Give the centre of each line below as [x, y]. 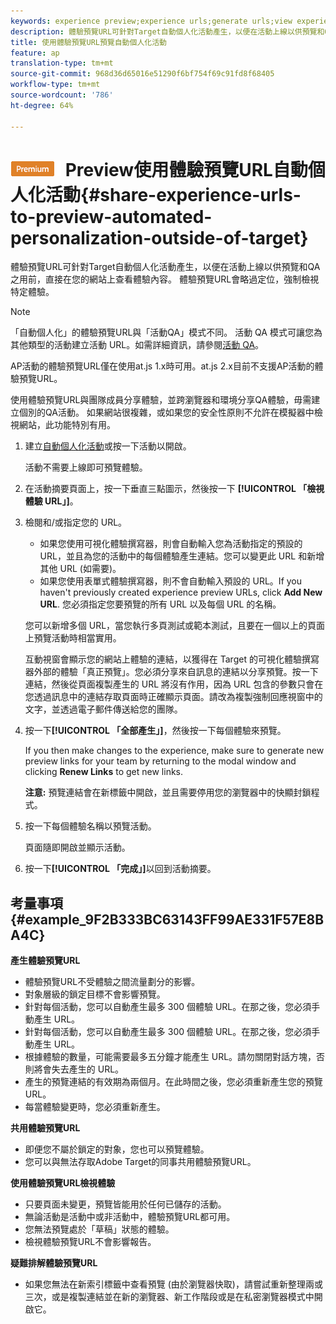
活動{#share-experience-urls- [173, 194]
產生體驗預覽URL [45, 961]
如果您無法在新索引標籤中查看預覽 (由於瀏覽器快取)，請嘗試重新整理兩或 [173, 1284]
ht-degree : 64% [42, 105]
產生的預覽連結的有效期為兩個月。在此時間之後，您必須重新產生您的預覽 [173, 1082]
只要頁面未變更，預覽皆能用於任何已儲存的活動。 [125, 1204]
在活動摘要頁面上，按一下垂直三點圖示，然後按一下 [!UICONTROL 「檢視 [174, 489]
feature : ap [35, 53]
